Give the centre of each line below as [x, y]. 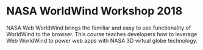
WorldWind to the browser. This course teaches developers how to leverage [102, 34]
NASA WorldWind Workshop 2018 [94, 11]
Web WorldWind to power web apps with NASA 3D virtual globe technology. [102, 40]
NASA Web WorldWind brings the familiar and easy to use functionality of [99, 28]
